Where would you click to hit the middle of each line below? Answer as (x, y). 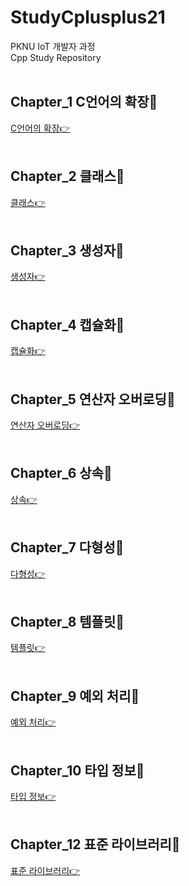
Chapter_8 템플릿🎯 (67, 622)
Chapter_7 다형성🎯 (67, 547)
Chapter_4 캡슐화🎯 (67, 324)
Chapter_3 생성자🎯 (67, 250)
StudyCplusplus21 (88, 17)
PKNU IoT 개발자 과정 (53, 46)
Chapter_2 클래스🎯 (67, 176)
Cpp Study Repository (56, 57)
